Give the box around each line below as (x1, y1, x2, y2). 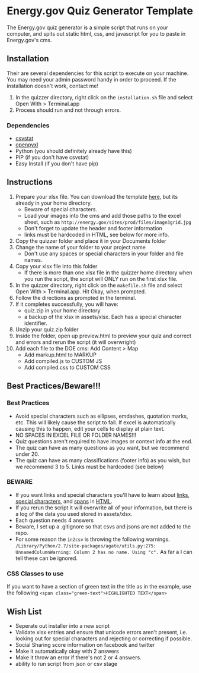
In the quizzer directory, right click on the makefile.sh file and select (15, 281, 182, 289)
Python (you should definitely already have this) (15, 148, 132, 155)
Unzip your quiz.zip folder (15, 325, 79, 333)
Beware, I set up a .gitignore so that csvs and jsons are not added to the (15, 522, 191, 530)
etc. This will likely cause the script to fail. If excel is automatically (15, 418, 176, 426)
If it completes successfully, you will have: (15, 300, 118, 308)
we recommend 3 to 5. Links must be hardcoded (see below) (15, 463, 165, 470)
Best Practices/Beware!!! (7, 381, 101, 391)
